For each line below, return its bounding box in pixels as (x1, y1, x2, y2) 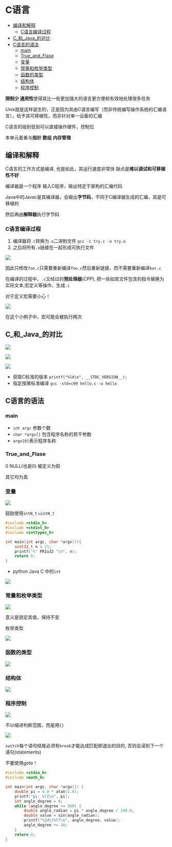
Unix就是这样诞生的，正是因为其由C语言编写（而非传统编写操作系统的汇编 (5, 106, 162, 112)
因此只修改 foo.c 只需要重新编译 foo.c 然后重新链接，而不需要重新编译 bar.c (5, 265, 162, 271)
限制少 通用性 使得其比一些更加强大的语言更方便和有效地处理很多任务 (5, 95, 150, 101)
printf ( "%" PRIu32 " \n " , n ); (14, 549, 77, 554)
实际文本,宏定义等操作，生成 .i (5, 283, 70, 289)
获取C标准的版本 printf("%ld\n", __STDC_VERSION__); (12, 373, 127, 380)
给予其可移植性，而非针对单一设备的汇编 (16, 112, 102, 119)
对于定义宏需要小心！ (5, 293, 50, 299)
